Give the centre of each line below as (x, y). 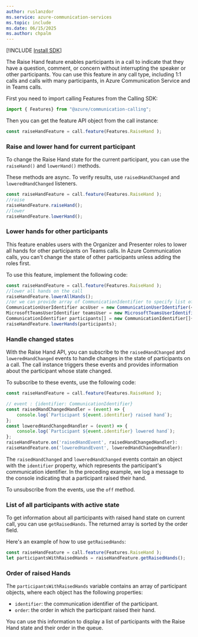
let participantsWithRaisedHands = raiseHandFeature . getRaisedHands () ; (96, 558)
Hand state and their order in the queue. (55, 628)
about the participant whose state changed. (59, 371)
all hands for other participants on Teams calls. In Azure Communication (94, 250)
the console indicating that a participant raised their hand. (76, 478)
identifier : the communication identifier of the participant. (87, 604)
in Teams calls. (24, 87)
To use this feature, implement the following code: (67, 274)
